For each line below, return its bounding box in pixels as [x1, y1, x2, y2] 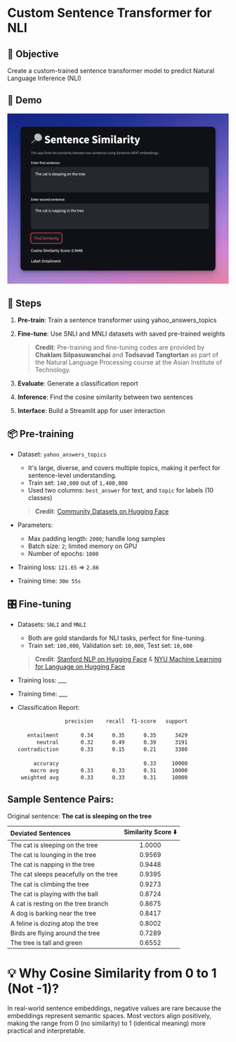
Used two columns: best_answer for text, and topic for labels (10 [27, 486, 214, 495]
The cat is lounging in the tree [10, 850, 97, 859]
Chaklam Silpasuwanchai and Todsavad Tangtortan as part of [34, 350, 219, 360]
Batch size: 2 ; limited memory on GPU [27, 542, 138, 550]
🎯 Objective [7, 48, 59, 60]
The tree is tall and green [10, 939, 83, 947]
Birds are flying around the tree [10, 929, 100, 937]
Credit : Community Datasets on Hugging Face [34, 507, 169, 516]
